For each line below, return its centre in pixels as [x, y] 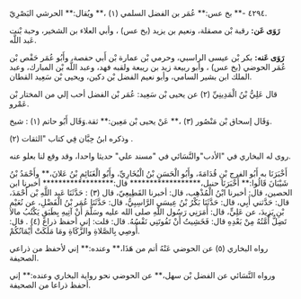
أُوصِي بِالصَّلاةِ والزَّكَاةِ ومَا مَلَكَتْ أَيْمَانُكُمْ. [75, 231]
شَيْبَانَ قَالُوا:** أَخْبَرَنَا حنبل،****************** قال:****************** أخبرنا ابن [149, 183]
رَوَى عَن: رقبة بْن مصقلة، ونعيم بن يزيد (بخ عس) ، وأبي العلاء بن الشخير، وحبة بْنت [145, 30]
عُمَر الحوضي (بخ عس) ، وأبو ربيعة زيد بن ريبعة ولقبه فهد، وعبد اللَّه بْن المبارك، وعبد [148, 67]
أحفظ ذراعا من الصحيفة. [50, 285]
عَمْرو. [19, 104]
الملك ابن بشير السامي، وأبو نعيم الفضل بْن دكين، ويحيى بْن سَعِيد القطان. [131, 77]
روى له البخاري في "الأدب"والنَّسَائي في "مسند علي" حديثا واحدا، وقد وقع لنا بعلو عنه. [150, 156]
